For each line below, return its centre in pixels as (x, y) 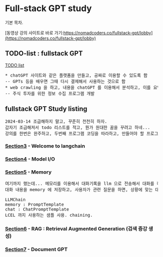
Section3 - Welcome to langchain (45, 146)
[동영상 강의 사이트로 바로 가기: (34, 32)
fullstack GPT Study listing (46, 109)
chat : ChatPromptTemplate (37, 209)
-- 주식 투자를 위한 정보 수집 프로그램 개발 (50, 93)
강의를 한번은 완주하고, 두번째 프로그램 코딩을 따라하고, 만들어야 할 (74, 133)
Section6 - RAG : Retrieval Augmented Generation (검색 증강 (76, 228)
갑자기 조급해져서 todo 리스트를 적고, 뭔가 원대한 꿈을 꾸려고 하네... (78, 127)
